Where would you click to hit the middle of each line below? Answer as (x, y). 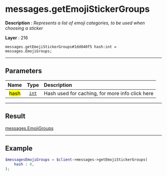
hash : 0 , (24, 165)
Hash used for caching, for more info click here (99, 93)
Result (15, 116)
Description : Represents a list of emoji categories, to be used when (75, 23)
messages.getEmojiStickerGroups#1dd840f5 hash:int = (61, 47)
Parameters (24, 71)
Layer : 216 (17, 38)
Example (19, 148)
